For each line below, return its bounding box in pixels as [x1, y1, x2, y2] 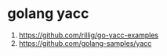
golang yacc [7, 5, 89, 23]
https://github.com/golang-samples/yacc [18, 38, 152, 47]
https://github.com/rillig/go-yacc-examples [18, 30, 158, 40]
